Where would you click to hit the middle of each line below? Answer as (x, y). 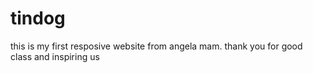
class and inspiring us (55, 56)
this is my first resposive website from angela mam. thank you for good (156, 46)
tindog (38, 18)
